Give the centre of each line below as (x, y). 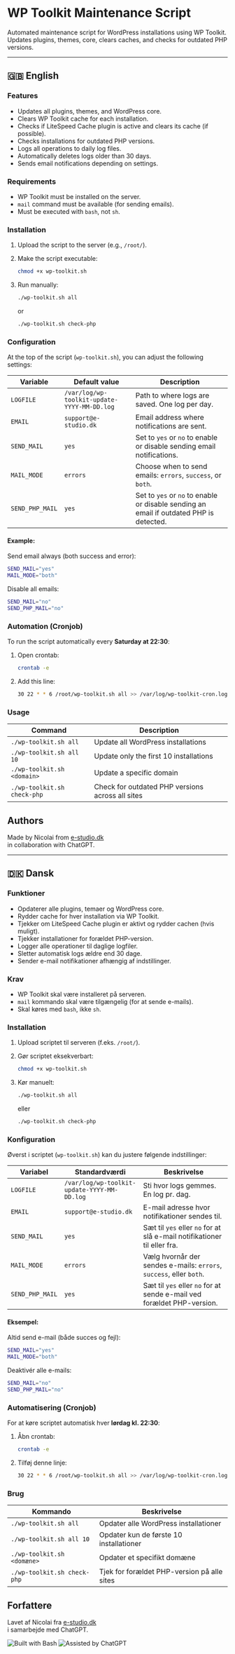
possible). (32, 133)
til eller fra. (161, 1245)
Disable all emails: (33, 589)
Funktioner (26, 893)
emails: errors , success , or (178, 475)
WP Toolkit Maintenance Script (99, 13)
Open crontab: (38, 655)
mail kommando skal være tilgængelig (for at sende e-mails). (105, 1001)
